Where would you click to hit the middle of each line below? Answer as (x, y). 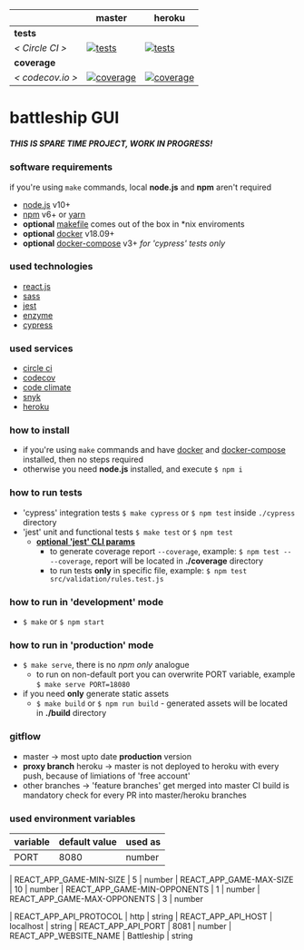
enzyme (38, 315)
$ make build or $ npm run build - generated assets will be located (162, 703)
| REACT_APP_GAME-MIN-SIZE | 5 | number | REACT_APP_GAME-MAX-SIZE (152, 879)
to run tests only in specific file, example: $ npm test (148, 570)
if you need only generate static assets (96, 694)
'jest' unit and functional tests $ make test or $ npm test (127, 532)
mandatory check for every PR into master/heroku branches (134, 795)
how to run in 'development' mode (87, 602)
